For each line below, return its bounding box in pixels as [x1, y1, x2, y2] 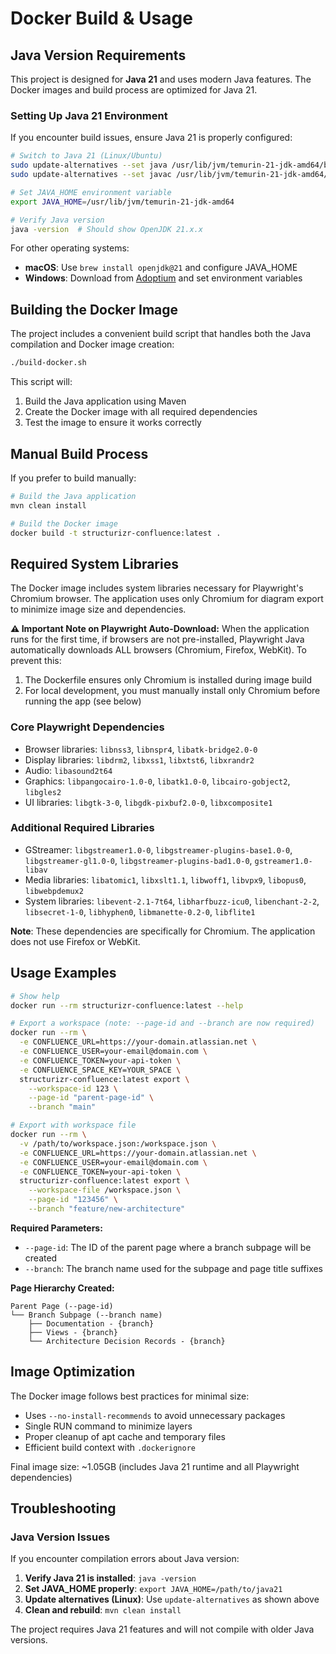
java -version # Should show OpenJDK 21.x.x [10, 224, 203, 234]
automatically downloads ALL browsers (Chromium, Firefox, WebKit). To [10, 644, 307, 656]
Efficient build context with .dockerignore [24, 1441, 197, 1453]
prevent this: [10, 655, 62, 667]
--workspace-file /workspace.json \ [28, 1185, 182, 1196]
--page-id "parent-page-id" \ [28, 1093, 155, 1103]
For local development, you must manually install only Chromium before [24, 685, 321, 697]
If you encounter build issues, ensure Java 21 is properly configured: [10, 132, 293, 144]
